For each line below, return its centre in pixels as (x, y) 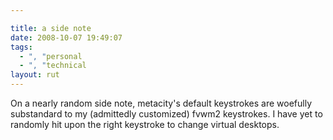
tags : (21, 47)
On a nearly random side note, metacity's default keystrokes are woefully (161, 103)
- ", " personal (51, 56)
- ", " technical (53, 66)
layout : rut (35, 75)
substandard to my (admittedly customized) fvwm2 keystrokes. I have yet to (166, 114)
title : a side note (51, 28)
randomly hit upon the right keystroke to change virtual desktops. (145, 124)
